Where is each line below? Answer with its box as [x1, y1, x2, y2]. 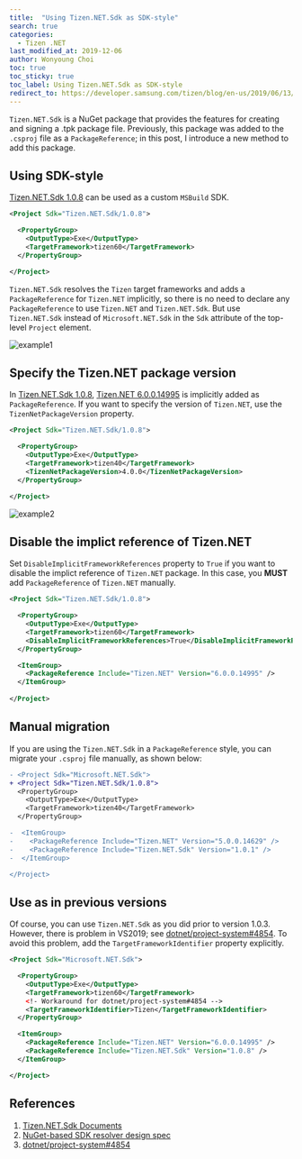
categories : [9, 30, 54, 39]
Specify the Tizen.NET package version [9, 365, 236, 380]
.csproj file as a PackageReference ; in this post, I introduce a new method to [9, 132, 289, 143]
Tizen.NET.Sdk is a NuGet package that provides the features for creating [9, 114, 280, 124]
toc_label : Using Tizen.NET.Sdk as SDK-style [9, 80, 182, 89]
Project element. [28, 322, 92, 333]
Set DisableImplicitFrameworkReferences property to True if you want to [9, 558, 276, 569]
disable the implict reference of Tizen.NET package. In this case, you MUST [9, 568, 289, 579]
